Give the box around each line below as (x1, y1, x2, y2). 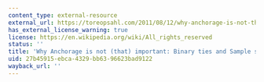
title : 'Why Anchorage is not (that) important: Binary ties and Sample (8, 48, 251, 55)
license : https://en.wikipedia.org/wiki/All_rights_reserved (8, 33, 213, 41)
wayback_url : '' (8, 62, 61, 70)
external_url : (8, 19, 55, 27)
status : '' (8, 41, 44, 48)
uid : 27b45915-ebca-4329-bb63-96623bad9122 (8, 55, 153, 63)
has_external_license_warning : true (8, 26, 128, 34)
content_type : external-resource (8, 11, 118, 20)
